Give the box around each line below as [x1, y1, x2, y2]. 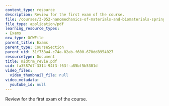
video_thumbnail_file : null [10, 73, 69, 78]
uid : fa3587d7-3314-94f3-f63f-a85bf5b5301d [5, 63, 98, 68]
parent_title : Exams [5, 40, 49, 45]
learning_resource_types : [5, 26, 59, 31]
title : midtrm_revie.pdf [5, 59, 57, 64]
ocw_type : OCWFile [5, 36, 44, 41]
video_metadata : [5, 77, 39, 82]
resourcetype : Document [5, 54, 55, 59]
